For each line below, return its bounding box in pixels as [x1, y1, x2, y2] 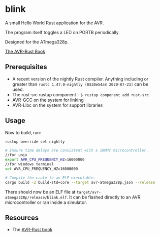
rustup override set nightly [5, 139, 65, 144]
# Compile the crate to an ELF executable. [5, 175, 96, 180]
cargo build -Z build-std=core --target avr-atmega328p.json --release [5, 180, 155, 185]
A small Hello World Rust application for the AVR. [5, 20, 104, 26]
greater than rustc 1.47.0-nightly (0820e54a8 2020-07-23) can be [12, 81, 149, 87]
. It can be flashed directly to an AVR [66, 194, 141, 200]
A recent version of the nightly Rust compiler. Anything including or [12, 76, 149, 82]
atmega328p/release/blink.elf [5, 195, 67, 200]
